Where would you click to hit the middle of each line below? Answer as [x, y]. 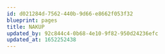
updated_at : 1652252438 [42, 40]
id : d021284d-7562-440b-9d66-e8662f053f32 [70, 14]
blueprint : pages [32, 20]
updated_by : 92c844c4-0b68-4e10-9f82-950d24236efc [82, 33]
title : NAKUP [26, 27]
